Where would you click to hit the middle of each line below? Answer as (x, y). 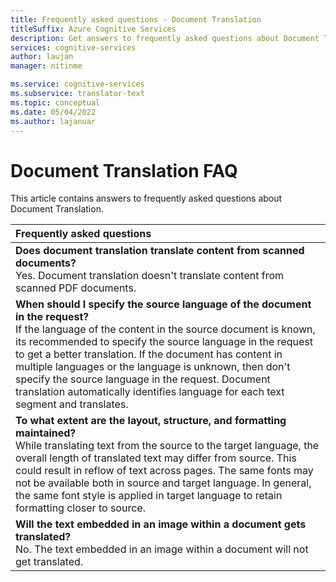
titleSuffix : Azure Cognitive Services (93, 29)
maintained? (46, 433)
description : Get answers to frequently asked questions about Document (165, 38)
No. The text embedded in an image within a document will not (162, 549)
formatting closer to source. (80, 508)
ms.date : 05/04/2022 (53, 112)
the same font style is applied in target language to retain (149, 496)
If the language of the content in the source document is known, (165, 329)
